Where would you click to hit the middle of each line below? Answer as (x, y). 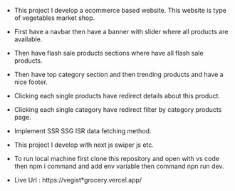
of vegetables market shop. (54, 18)
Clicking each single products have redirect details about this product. (117, 96)
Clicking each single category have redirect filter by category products (118, 109)
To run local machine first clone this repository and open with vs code (116, 159)
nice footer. (31, 82)
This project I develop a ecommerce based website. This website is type (120, 10)
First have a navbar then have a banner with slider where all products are (121, 32)
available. (28, 39)
